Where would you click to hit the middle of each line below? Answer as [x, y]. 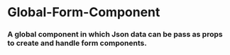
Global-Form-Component [84, 12]
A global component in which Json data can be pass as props [115, 35]
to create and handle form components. [77, 43]
